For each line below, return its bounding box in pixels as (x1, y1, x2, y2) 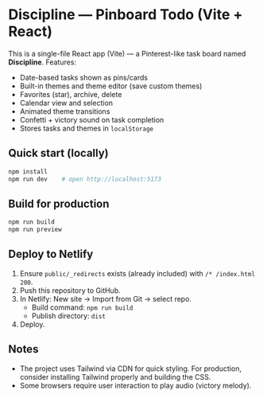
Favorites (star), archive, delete (19, 89, 122, 99)
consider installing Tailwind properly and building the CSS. (19, 372, 211, 381)
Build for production (8, 197, 110, 210)
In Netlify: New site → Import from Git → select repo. (19, 294, 192, 303)
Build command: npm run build (31, 302, 133, 312)
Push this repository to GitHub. (19, 285, 121, 295)
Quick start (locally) (8, 146, 109, 160)
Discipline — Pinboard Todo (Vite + (8, 6, 243, 24)
